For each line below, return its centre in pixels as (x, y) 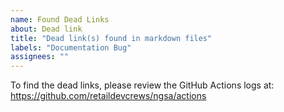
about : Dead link (46, 29)
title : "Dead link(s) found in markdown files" (111, 38)
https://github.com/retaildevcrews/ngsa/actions (108, 96)
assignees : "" (40, 57)
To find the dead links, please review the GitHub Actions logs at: (142, 85)
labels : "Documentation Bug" (71, 47)
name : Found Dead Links (60, 19)
